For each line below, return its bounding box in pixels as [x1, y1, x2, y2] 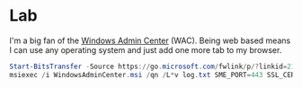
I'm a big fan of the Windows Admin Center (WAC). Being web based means [9, 35, 291, 46]
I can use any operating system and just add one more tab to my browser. [9, 44, 282, 55]
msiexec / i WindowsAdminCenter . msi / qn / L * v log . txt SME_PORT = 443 [9, 70, 263, 79]
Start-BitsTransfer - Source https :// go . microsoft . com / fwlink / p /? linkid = [9, 62, 288, 71]
